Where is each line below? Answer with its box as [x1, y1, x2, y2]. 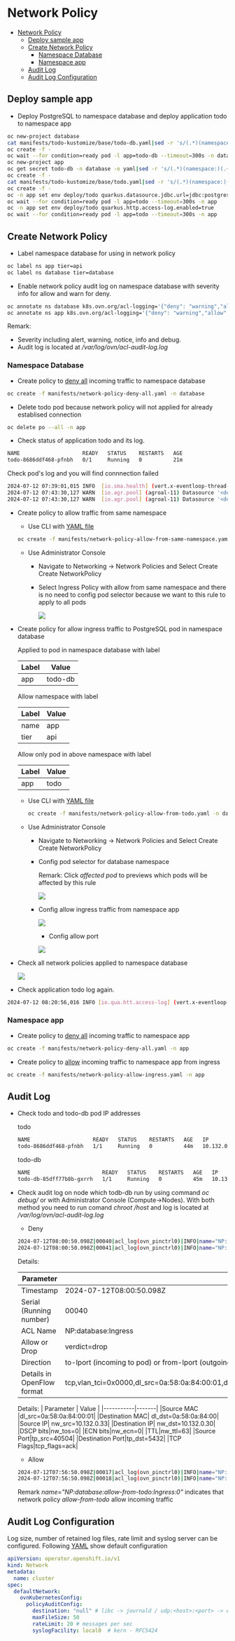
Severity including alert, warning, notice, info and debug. [17, 335, 182, 344]
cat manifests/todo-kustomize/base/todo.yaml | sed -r [7, 178, 164, 185]
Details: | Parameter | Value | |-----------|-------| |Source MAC [17, 1404, 199, 1412]
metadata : [7, 1568, 36, 1575]
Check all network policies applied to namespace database [17, 959, 188, 967]
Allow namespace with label [17, 692, 99, 701]
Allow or [20, 1337, 48, 1347]
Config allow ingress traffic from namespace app [38, 905, 180, 913]
